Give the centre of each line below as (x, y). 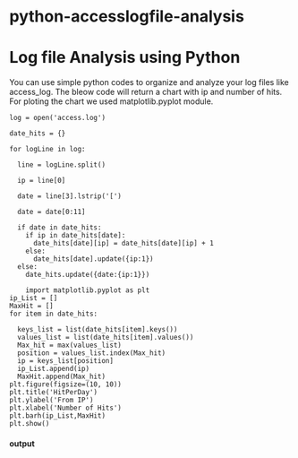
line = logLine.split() (61, 165)
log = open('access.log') (57, 118)
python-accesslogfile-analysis (127, 17)
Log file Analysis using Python (125, 58)
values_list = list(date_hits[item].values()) (106, 338)
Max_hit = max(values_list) (70, 346)
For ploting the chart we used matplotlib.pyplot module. (111, 101)
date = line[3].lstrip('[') (70, 196)
